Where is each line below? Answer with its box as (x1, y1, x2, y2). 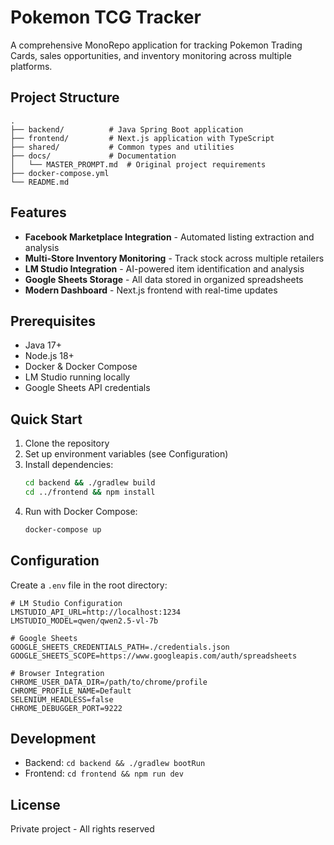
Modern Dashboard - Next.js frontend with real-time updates (24, 284, 278, 296)
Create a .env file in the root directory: (10, 579, 168, 591)
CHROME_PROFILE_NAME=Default (10, 686, 132, 696)
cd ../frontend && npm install (24, 487, 156, 498)
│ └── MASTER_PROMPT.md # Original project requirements (10, 159, 267, 170)
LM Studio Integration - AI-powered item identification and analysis (24, 262, 305, 275)
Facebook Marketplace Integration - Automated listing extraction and (24, 231, 315, 243)
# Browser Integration (10, 668, 105, 678)
